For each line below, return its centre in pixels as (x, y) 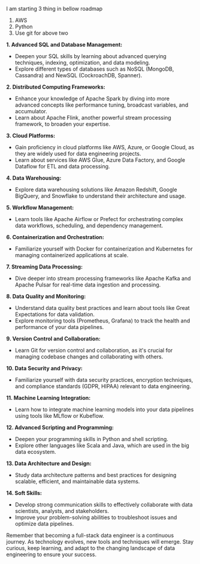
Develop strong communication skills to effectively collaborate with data (104, 505)
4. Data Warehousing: (34, 178)
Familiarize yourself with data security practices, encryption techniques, (104, 380)
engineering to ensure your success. (51, 554)
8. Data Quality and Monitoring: (46, 296)
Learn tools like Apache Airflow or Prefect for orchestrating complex (99, 219)
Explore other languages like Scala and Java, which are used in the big (102, 445)
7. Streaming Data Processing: (44, 267)
